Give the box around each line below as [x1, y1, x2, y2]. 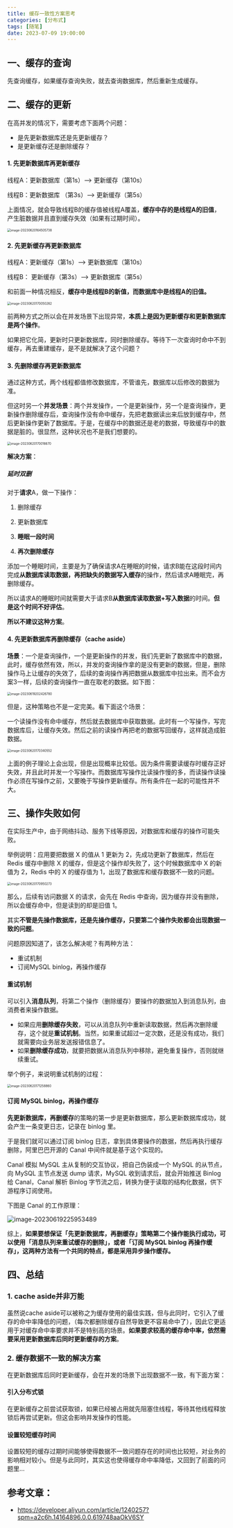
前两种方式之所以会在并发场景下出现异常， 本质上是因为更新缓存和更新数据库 [7, 312, 226, 321]
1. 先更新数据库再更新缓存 [7, 159, 80, 167]
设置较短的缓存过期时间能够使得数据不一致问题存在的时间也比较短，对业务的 [7, 1448, 226, 1456]
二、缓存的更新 [7, 99, 71, 111]
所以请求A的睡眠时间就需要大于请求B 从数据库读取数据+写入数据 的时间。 [7, 594, 214, 602]
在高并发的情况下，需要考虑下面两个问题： [7, 119, 129, 127]
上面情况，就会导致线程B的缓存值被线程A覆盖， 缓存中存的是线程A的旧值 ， [7, 205, 221, 214]
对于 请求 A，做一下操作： [7, 489, 78, 497]
